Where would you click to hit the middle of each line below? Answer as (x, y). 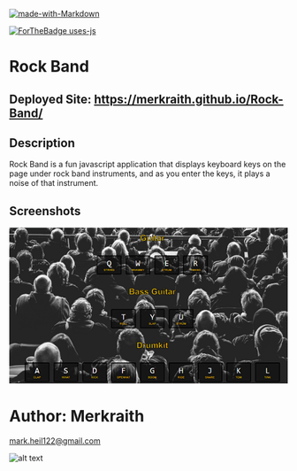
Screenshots (45, 211)
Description (42, 143)
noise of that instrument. (54, 183)
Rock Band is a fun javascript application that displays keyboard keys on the (148, 165)
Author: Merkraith (77, 416)
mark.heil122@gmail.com (55, 440)
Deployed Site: (50, 99)
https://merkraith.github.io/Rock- (189, 99)
